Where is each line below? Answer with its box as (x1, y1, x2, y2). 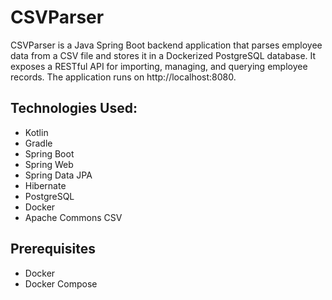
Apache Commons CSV (24, 211, 123, 223)
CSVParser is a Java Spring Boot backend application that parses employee (10, 39, 323, 51)
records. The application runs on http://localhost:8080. (10, 71, 237, 83)
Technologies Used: (10, 100, 138, 117)
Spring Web (24, 158, 74, 170)
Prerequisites (10, 241, 96, 258)
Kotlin (24, 126, 49, 138)
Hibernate (24, 179, 67, 191)
